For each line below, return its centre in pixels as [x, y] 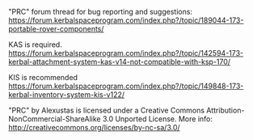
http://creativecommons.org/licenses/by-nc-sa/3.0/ [94, 127]
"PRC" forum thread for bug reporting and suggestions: [100, 12]
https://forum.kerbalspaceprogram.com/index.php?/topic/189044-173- [126, 20]
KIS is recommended [43, 77]
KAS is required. [35, 45]
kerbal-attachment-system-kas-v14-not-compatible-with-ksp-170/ [120, 62]
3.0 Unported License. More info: [157, 119]
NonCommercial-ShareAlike [55, 119]
